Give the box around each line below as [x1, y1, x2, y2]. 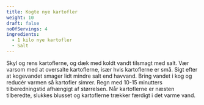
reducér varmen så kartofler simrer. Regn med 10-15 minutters [6, 78, 163, 86]
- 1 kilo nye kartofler [12, 37, 72, 43]
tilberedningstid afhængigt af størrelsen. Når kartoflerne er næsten [6, 85, 175, 92]
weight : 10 [6, 15, 34, 21]
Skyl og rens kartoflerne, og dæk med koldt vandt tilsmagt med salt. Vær [6, 59, 189, 67]
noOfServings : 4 [6, 25, 48, 32]
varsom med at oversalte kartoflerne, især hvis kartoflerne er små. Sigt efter [6, 66, 198, 73]
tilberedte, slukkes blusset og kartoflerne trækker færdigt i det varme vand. [6, 92, 195, 99]
